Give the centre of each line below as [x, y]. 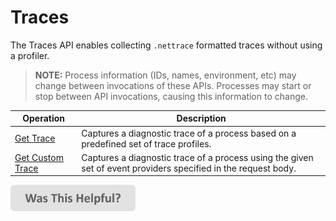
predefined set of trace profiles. [146, 143]
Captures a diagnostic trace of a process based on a [189, 133]
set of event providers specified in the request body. [189, 168]
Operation [44, 118]
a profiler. [30, 55]
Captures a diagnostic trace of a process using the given [197, 157]
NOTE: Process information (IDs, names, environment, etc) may [165, 75]
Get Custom [39, 157]
